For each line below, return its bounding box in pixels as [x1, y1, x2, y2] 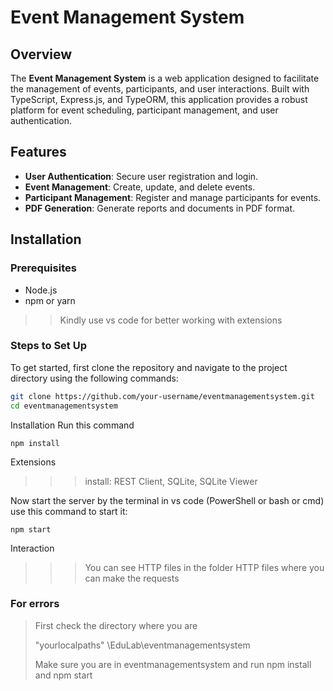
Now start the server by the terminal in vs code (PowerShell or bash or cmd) [10, 494, 325, 506]
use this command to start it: [10, 505, 128, 517]
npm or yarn [24, 294, 76, 306]
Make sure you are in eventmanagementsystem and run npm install [34, 658, 312, 670]
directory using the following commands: [10, 372, 179, 384]
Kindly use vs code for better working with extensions [59, 314, 283, 326]
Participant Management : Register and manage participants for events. [24, 191, 322, 203]
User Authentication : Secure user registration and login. [24, 170, 259, 182]
